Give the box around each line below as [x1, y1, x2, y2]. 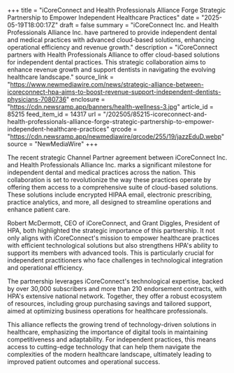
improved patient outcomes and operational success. [7, 358, 161, 366]
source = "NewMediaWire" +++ [7, 140, 98, 148]
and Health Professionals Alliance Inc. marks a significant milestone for [7, 161, 212, 169]
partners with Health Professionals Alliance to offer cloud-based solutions [7, 50, 220, 59]
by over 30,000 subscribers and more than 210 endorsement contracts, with [7, 285, 227, 293]
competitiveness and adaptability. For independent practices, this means [7, 335, 217, 344]
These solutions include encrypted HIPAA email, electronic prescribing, [7, 190, 212, 199]
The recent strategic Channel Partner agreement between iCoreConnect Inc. [7, 153, 228, 162]
